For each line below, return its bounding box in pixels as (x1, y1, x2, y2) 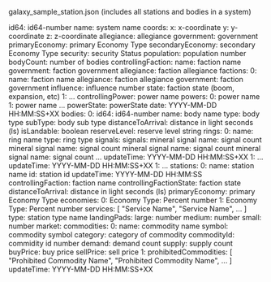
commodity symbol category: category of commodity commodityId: (8, 230, 235, 239)
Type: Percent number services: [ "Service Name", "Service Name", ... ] (8, 204, 247, 214)
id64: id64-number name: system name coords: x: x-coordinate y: (8, 23, 230, 32)
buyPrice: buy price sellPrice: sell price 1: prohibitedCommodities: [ (8, 247, 233, 257)
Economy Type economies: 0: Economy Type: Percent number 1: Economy (8, 195, 258, 205)
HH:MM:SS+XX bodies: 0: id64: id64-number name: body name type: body (8, 109, 260, 119)
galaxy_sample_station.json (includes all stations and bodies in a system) (8, 7, 252, 16)
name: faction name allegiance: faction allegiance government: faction (8, 75, 243, 84)
